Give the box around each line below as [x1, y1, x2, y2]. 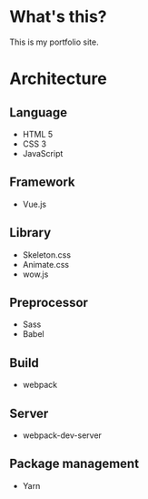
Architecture [9, 68, 107, 89]
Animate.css [22, 259, 70, 270]
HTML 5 [22, 128, 54, 139]
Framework [9, 175, 75, 190]
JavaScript [22, 148, 64, 158]
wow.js [22, 269, 49, 280]
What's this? [9, 6, 107, 27]
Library [9, 225, 52, 240]
